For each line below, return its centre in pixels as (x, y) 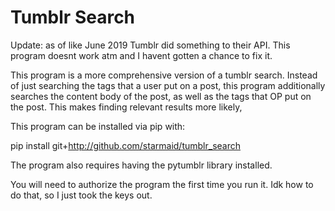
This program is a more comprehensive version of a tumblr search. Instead (164, 75)
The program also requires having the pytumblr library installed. (141, 165)
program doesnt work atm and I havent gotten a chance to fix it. (141, 55)
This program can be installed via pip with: (98, 126)
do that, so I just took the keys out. (81, 195)
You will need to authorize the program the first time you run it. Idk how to (162, 184)
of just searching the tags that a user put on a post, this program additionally (168, 85)
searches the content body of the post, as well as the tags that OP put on (161, 96)
